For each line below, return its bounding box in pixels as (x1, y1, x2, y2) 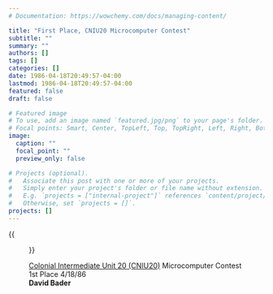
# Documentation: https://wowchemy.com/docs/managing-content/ (8, 11, 227, 20)
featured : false (8, 87, 63, 95)
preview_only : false (15, 154, 85, 162)
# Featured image (8, 109, 67, 118)
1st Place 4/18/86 (28, 269, 87, 279)
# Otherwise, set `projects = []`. (8, 200, 136, 208)
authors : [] (8, 50, 49, 58)
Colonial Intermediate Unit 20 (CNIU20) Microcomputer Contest (28, 261, 242, 270)
